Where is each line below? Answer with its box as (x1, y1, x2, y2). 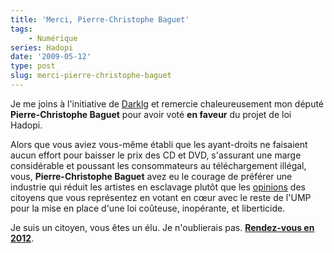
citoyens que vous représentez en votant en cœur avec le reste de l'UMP (10, 191, 312, 203)
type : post (10, 61, 56, 71)
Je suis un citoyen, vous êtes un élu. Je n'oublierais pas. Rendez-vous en (10, 221, 315, 233)
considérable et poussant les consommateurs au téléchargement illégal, (10, 159, 307, 171)
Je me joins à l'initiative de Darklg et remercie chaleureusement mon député (10, 97, 325, 110)
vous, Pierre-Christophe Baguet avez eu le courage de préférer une (10, 170, 293, 182)
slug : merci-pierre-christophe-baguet (10, 71, 172, 81)
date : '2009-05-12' (10, 52, 92, 62)
